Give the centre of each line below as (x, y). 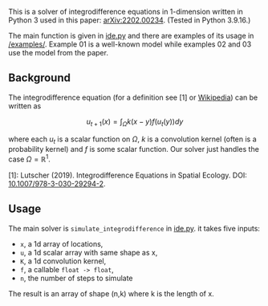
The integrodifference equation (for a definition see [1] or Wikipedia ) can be (133, 97)
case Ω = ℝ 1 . (29, 158)
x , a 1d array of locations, (61, 243)
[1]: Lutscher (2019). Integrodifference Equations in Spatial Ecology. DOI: (128, 175)
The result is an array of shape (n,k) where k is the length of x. (111, 293)
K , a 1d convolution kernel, (63, 261)
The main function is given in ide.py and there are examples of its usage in (131, 36)
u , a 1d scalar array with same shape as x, (89, 252)
